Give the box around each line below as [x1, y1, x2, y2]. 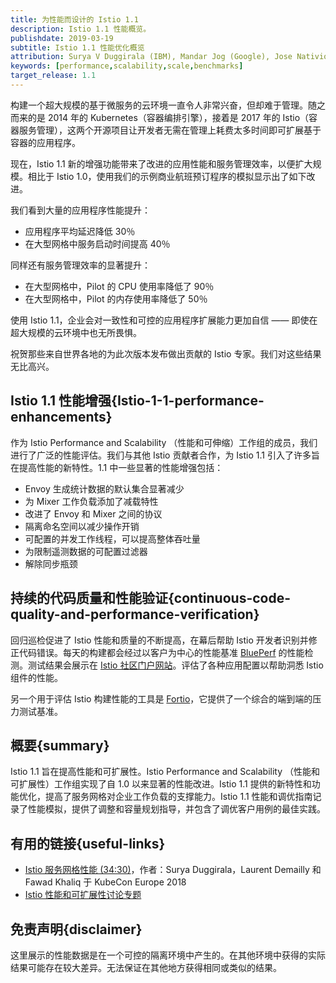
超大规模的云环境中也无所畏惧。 [10, 326, 142, 338]
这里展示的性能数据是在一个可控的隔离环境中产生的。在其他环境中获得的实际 [10, 949, 326, 961]
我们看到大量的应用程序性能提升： [10, 204, 151, 216]
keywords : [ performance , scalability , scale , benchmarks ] [10, 61, 244, 71]
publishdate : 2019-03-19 [10, 33, 114, 43]
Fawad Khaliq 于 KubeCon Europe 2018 [24, 876, 187, 888]
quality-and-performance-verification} [10, 606, 260, 623]
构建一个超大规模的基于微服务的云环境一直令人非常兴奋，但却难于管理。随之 [10, 99, 326, 111]
